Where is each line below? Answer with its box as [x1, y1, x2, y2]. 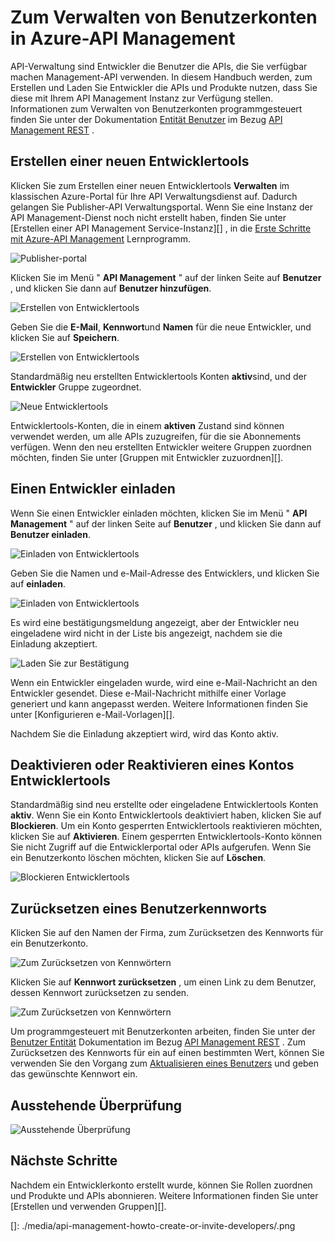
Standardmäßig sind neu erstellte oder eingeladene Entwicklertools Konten [10, 799, 319, 811]
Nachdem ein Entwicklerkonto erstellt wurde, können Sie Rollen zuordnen [10, 1179, 313, 1191]
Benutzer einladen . [10, 528, 91, 540]
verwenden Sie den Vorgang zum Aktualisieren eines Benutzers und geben [10, 1057, 320, 1070]
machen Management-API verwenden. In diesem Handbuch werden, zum [10, 71, 313, 83]
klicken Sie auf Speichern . [10, 331, 120, 343]
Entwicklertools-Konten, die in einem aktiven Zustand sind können [10, 419, 285, 431]
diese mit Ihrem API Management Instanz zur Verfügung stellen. [10, 92, 274, 104]
